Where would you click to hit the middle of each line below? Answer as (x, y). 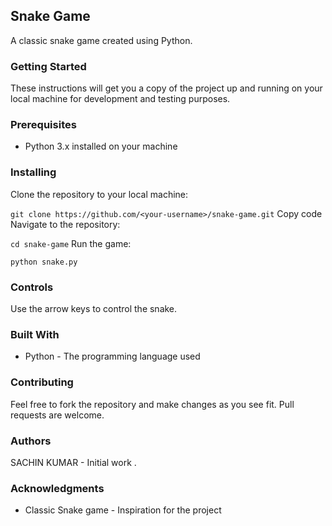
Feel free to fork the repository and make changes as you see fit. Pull (152, 404)
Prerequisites (43, 125)
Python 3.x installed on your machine (101, 146)
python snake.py (44, 262)
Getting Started (48, 66)
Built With (35, 334)
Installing (33, 172)
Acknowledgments (57, 488)
